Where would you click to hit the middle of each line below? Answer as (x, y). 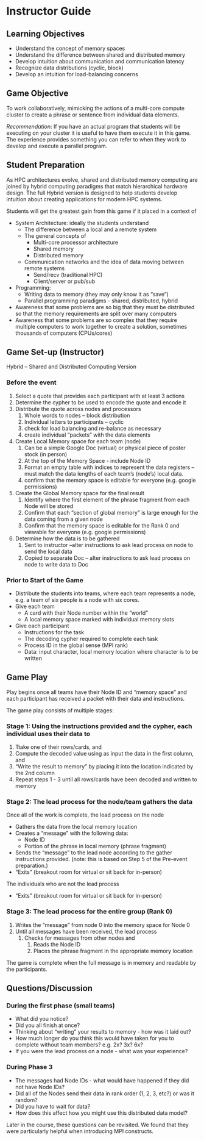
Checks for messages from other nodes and (79, 938)
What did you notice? (42, 1019)
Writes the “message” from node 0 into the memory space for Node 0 (103, 925)
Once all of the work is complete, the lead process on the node (85, 815)
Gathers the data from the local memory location (76, 827)
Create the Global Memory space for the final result (80, 493)
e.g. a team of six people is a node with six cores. (77, 600)
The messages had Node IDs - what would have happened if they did (102, 1080)
